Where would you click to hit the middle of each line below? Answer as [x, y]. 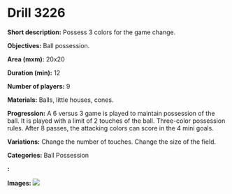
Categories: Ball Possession [48, 155]
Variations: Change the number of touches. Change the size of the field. [112, 142]
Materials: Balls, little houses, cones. [60, 100]
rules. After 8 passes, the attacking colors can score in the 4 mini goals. [111, 128]
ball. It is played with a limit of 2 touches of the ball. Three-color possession [116, 121]
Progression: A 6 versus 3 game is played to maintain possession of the [111, 113]
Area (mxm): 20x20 [36, 59]
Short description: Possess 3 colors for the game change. [92, 32]
